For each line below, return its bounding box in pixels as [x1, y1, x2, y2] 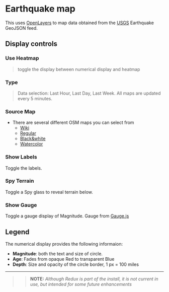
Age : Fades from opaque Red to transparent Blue [12, 256, 115, 262]
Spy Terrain [5, 177, 34, 184]
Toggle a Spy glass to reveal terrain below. [5, 189, 93, 195]
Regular [20, 130, 36, 136]
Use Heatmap [5, 55, 39, 62]
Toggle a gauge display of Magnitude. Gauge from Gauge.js [5, 213, 129, 219]
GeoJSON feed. [5, 25, 38, 31]
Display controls [5, 40, 58, 48]
